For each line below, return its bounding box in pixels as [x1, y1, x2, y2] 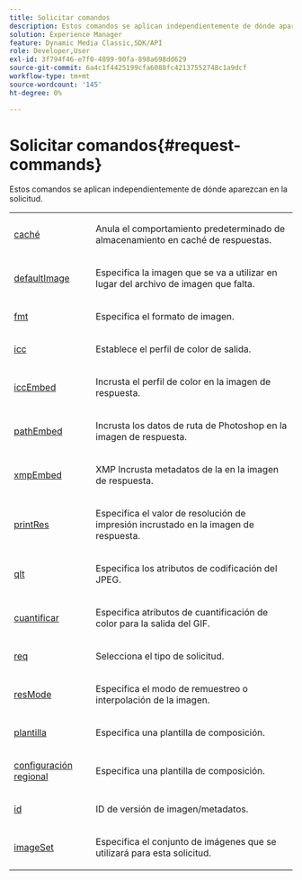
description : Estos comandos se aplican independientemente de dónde [9, 22, 276, 31]
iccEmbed [13, 382, 57, 394]
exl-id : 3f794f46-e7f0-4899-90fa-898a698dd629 [9, 55, 187, 64]
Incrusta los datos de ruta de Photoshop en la [95, 419, 288, 432]
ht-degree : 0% [9, 88, 63, 97]
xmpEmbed [13, 469, 63, 481]
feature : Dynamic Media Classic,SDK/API [9, 38, 164, 48]
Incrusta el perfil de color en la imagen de [95, 375, 271, 388]
